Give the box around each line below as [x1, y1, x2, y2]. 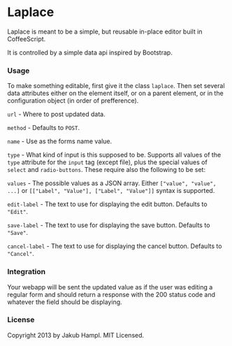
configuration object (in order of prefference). [7, 96, 139, 105]
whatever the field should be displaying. [7, 298, 122, 306]
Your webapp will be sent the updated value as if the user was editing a [7, 282, 213, 291]
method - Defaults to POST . [7, 124, 80, 132]
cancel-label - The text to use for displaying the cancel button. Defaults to [7, 242, 222, 250]
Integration [7, 267, 46, 277]
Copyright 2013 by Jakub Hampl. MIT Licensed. [7, 331, 145, 339]
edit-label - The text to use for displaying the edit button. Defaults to [7, 200, 208, 208]
